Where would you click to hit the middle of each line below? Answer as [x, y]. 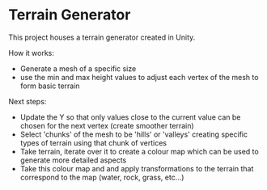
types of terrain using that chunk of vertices [93, 142]
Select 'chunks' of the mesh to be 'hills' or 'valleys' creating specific [134, 134]
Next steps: [28, 101]
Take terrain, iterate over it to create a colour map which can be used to [139, 151]
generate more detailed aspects [73, 160]
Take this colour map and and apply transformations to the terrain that [137, 168]
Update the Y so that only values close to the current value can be [130, 117]
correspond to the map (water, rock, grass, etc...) [102, 177]
